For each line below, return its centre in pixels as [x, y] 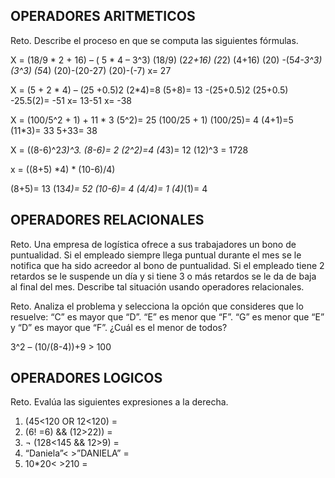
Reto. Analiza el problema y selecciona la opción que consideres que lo [157, 306]
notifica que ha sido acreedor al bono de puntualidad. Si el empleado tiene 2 [167, 265]
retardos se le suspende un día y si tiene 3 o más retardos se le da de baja [163, 276]
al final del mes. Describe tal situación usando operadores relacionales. [157, 286]
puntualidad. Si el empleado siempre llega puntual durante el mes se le [156, 255]
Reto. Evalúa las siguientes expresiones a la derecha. [119, 402]
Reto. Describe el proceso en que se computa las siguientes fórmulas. [154, 40]
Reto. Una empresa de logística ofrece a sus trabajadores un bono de [153, 244]
